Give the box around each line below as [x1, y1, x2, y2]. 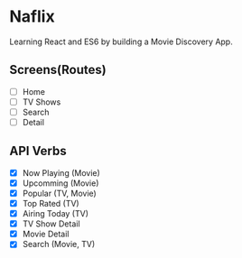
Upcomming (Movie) [22, 178, 99, 189]
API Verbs [9, 143, 67, 159]
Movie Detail [22, 228, 70, 240]
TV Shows [22, 97, 61, 107]
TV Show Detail [22, 218, 80, 229]
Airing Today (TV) [22, 208, 88, 219]
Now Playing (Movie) [22, 167, 101, 178]
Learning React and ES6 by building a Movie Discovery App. [9, 36, 233, 47]
